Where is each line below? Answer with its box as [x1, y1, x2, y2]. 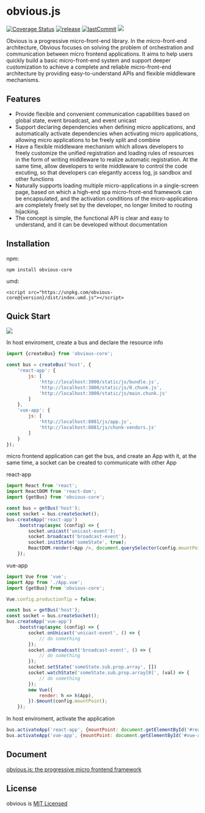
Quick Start [6, 311, 51, 321]
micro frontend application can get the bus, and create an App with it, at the [6, 452, 197, 460]
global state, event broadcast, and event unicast [15, 116, 137, 124]
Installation [6, 239, 50, 249]
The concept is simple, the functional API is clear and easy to [15, 214, 170, 222]
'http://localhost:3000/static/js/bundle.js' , [38, 378, 160, 385]
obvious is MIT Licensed [6, 800, 68, 807]
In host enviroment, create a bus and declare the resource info [6, 339, 164, 347]
